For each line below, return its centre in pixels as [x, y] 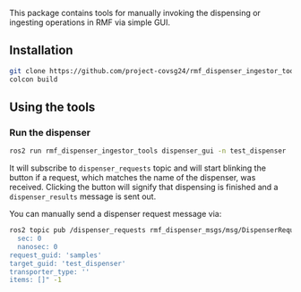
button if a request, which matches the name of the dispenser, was [133, 178]
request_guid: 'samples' [56, 255]
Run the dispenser [50, 132]
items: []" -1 [36, 280]
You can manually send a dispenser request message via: [116, 214]
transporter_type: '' [50, 271]
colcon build [34, 79]
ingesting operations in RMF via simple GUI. [90, 22]
